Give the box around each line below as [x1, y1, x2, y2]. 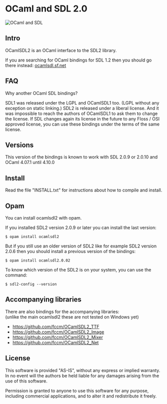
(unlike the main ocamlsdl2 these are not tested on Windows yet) [5, 313, 139, 320]
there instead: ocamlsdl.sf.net [5, 62, 66, 68]
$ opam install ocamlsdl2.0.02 [5, 258, 70, 263]
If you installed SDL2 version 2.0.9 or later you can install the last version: [5, 224, 156, 230]
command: [5, 272, 27, 278]
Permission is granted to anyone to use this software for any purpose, [5, 387, 149, 393]
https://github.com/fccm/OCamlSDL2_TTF [12, 323, 99, 329]
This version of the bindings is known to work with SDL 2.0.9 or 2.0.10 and [5, 154, 158, 160]
